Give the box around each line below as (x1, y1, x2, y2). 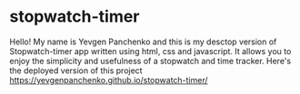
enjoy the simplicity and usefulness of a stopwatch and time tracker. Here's (9, 55, 292, 66)
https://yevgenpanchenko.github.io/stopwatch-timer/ (9, 74, 208, 85)
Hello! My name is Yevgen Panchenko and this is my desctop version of (9, 36, 277, 47)
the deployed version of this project (9, 65, 143, 76)
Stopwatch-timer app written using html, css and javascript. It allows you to (9, 45, 292, 56)
